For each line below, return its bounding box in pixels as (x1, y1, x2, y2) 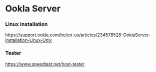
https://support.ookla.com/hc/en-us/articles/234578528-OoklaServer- (5, 32, 151, 38)
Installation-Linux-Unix (5, 37, 52, 43)
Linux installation (5, 21, 48, 28)
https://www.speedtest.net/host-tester (5, 61, 85, 67)
